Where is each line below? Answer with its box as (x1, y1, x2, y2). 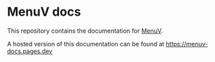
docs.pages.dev (7, 47, 53, 55)
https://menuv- (165, 40, 209, 48)
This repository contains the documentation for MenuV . (7, 27, 163, 35)
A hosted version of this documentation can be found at (7, 40, 164, 48)
